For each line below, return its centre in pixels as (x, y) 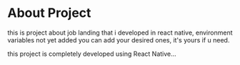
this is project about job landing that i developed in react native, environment (120, 32)
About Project (49, 13)
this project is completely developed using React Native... (92, 54)
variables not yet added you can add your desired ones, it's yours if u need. (119, 40)
